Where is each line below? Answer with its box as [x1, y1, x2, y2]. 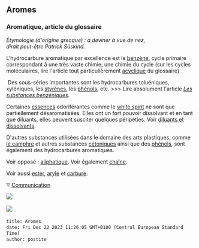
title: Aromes [6, 218, 42, 224]
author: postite [6, 236, 47, 242]
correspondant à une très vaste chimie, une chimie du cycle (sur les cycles [6, 61, 191, 68]
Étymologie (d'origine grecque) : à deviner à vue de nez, [6, 36, 146, 44]
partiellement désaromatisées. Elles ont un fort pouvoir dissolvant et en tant [6, 109, 193, 116]
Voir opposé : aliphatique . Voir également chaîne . [6, 158, 128, 165]
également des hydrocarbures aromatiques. [6, 146, 114, 153]
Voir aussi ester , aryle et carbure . [6, 170, 88, 177]
